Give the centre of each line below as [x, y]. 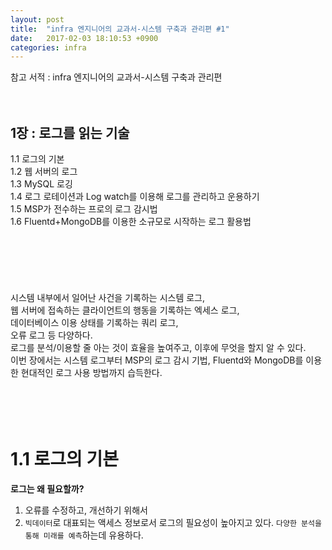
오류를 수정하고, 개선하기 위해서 [86, 510]
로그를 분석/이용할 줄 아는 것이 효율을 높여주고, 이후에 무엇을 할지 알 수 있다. [158, 348]
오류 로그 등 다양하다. [51, 335]
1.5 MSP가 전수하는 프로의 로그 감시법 [84, 209]
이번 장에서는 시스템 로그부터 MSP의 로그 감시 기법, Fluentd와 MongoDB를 [157, 360]
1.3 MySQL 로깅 [41, 184]
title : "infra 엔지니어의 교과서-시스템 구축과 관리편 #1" [120, 29]
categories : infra [48, 47]
